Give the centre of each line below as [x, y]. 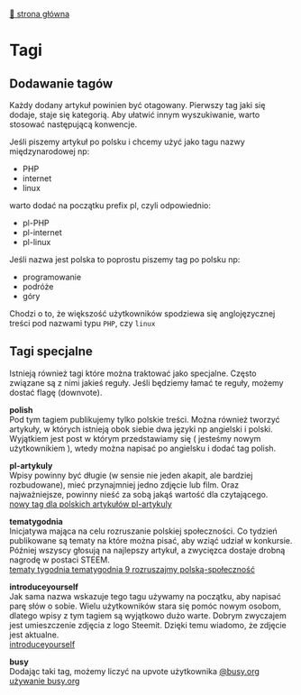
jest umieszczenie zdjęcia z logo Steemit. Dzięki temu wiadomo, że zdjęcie [148, 625]
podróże [38, 287]
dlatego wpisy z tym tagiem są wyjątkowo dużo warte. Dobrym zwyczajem [148, 615]
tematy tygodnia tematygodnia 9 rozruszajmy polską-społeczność [132, 569]
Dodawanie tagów [61, 83]
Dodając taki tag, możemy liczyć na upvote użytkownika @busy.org [134, 671]
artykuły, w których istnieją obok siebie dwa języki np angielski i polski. [141, 429]
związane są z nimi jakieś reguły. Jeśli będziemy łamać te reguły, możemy [146, 382]
